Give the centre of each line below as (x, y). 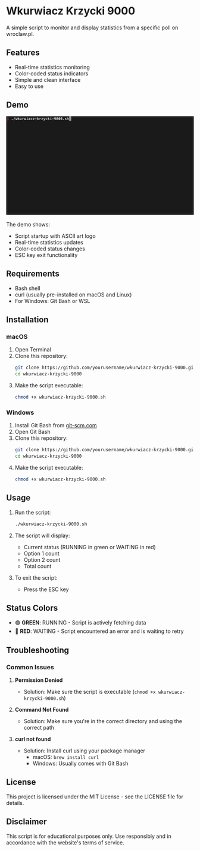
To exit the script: (36, 577)
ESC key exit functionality (46, 255)
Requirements (33, 274)
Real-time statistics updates (49, 242)
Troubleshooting (38, 650)
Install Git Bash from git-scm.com (56, 425)
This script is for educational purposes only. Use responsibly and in (89, 836)
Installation (27, 320)
